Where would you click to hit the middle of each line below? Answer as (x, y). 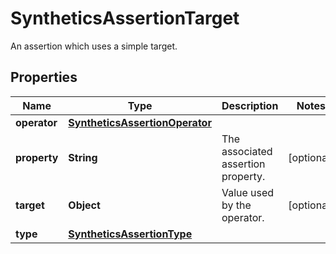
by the (236, 205)
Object (84, 205)
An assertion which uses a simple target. (94, 46)
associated (247, 151)
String (83, 157)
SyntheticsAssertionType (130, 234)
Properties (44, 77)
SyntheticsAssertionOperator (140, 122)
